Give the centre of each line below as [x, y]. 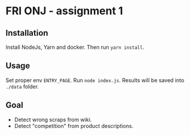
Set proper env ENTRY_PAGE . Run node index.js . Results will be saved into [95, 80]
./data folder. [22, 86]
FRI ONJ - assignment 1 [64, 11]
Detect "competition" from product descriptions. [74, 125]
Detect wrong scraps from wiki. [53, 120]
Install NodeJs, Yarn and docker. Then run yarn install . [75, 47]
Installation [27, 33]
